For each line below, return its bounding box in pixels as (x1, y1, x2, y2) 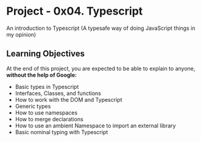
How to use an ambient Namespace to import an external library (15, 122, 176, 129)
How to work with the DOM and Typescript (15, 96, 122, 103)
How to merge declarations (15, 115, 83, 122)
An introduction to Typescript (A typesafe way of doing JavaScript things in (6, 24, 196, 32)
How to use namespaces (15, 108, 78, 116)
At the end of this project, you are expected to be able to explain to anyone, (6, 65, 196, 72)
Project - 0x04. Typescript (6, 4, 143, 18)
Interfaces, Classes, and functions (15, 90, 102, 97)
